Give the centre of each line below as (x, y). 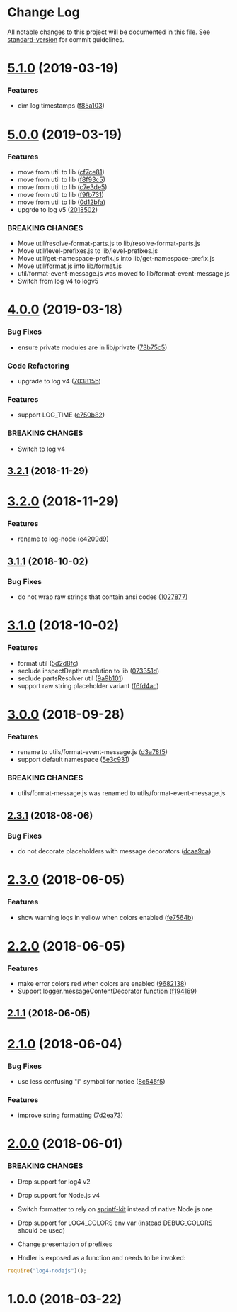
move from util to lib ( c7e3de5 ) (62, 187)
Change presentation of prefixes (65, 1244)
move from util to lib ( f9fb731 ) (61, 194)
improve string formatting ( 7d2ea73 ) (70, 1115)
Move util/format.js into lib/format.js (70, 266)
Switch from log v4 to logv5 (58, 281)
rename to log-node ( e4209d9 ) (63, 539)
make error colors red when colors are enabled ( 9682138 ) (102, 984)
